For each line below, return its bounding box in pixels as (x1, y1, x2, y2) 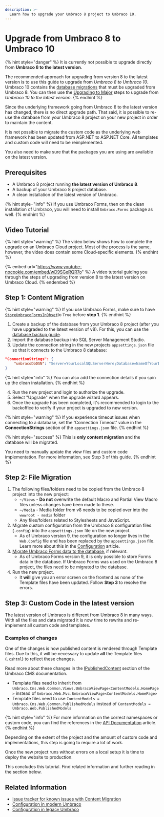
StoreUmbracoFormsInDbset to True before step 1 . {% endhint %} (5, 311, 131, 318)
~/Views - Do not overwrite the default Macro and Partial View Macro (19, 496, 158, 502)
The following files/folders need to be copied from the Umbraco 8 (12, 486, 145, 492)
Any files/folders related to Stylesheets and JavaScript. (19, 517, 130, 523)
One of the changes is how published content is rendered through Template (5, 645, 157, 651)
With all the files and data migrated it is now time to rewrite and (5, 617, 132, 623)
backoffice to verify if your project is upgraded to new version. (12, 405, 138, 410)
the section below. (5, 769, 42, 775)
